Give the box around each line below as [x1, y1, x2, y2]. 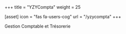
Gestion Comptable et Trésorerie [4, 23, 71, 29]
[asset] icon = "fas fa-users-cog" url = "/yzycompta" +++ [4, 14, 122, 19]
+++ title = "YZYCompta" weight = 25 [4, 4, 81, 10]
